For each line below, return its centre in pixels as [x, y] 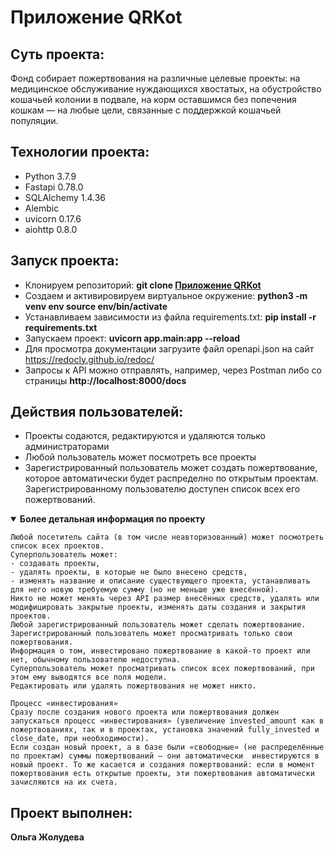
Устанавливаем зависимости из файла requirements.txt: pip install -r [170, 317]
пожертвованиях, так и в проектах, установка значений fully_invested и [165, 730]
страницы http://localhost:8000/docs [105, 380]
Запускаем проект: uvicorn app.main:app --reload [132, 338]
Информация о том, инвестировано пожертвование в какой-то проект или [160, 651]
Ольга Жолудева [47, 837]
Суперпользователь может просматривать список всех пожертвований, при [162, 669]
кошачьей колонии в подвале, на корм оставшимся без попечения [153, 99]
